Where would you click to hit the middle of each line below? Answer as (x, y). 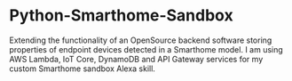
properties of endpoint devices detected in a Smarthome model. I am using (146, 49)
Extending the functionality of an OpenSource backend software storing (141, 40)
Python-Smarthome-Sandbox (121, 16)
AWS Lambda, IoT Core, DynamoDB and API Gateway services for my (136, 59)
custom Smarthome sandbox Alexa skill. (82, 69)
